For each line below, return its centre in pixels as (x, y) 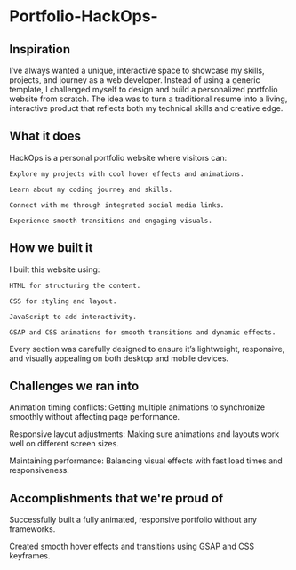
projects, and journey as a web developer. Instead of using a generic (135, 80)
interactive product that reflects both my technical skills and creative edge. (146, 108)
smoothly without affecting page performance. (95, 417)
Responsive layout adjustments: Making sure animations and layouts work (144, 434)
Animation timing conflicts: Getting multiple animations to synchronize (137, 407)
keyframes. (30, 556)
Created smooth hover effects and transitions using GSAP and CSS (132, 546)
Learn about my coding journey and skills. (91, 189)
